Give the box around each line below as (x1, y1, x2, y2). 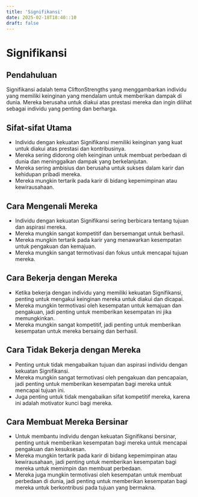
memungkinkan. (14, 314, 55, 321)
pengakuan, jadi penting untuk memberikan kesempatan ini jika (14, 308, 172, 315)
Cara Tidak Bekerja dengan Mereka (6, 345, 141, 355)
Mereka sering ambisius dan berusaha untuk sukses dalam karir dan (14, 164, 185, 172)
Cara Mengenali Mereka (6, 201, 98, 211)
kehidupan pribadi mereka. (14, 171, 82, 178)
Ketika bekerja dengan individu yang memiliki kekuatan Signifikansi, (14, 289, 183, 296)
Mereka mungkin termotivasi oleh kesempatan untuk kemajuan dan (14, 302, 182, 309)
